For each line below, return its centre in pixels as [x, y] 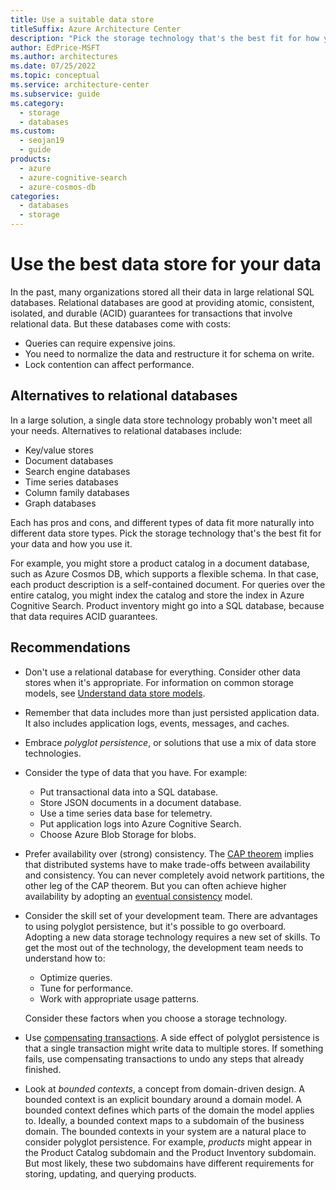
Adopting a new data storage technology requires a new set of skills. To [172, 937]
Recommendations [70, 647]
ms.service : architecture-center [80, 85]
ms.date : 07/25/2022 [53, 66]
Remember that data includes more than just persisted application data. [172, 712]
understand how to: [65, 958]
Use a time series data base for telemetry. [126, 813]
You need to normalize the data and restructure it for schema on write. [169, 353]
